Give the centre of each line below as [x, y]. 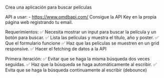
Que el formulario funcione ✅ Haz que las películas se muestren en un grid [82, 43]
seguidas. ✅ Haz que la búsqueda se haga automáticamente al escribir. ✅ [81, 64]
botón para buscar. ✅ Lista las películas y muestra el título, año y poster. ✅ [82, 37]
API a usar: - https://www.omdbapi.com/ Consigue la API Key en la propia [81, 17]
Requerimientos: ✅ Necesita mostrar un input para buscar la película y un [81, 32]
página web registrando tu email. [39, 22]
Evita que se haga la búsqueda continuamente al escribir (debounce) [76, 70]
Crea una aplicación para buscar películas [48, 7]
